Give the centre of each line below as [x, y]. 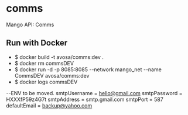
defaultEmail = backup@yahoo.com [49, 105]
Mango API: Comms [30, 25]
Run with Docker [37, 43]
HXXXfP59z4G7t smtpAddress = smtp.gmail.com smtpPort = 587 [85, 99]
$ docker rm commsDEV [44, 63]
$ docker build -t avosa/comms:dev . [59, 57]
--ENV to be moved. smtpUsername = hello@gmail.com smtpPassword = [94, 93]
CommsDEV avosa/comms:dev [52, 75]
